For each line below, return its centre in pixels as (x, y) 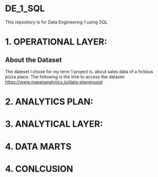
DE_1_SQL (25, 9)
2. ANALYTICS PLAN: (49, 102)
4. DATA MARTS (38, 146)
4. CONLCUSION (39, 169)
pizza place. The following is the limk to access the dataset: (65, 77)
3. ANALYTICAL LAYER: (54, 124)
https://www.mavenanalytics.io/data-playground (54, 82)
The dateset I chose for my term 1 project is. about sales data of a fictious (79, 71)
